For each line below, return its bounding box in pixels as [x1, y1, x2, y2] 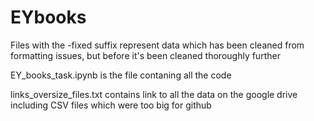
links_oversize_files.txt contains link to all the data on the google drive [10, 88, 298, 100]
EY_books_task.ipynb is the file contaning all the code [10, 69, 232, 81]
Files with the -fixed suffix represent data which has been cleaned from [10, 39, 305, 51]
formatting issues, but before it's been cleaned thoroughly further [10, 49, 281, 61]
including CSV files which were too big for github [10, 99, 212, 111]
